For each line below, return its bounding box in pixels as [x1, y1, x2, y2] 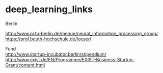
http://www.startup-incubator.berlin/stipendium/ [5, 51, 106, 57]
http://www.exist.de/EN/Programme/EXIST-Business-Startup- [5, 56, 135, 62]
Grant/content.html [5, 62, 45, 68]
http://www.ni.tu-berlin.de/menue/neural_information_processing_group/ [5, 30, 158, 36]
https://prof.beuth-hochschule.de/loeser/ [5, 36, 92, 42]
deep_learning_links [5, 4, 93, 15]
